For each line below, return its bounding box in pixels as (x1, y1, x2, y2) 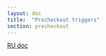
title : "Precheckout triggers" (7, 16, 100, 23)
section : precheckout (7, 23, 70, 29)
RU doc (7, 42, 29, 50)
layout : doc (7, 10, 41, 17)
